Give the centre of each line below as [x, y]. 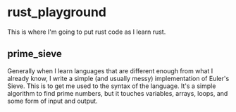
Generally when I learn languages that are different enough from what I [110, 70]
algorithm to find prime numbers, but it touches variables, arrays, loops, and [118, 93]
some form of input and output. [52, 101]
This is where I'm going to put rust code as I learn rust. [87, 32]
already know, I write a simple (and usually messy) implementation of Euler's [118, 78]
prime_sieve [35, 54]
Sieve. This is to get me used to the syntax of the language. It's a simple [112, 86]
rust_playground [57, 12]
